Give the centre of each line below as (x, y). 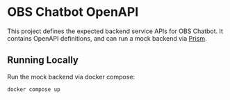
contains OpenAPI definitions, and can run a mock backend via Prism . (107, 38)
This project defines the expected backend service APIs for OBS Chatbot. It (115, 31)
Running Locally (43, 60)
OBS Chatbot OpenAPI (73, 12)
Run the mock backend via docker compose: (71, 77)
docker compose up (34, 89)
